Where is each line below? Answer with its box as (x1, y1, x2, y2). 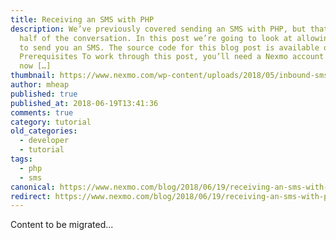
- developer (19, 136, 70, 146)
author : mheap (10, 80, 70, 90)
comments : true (10, 107, 74, 118)
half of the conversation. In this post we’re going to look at (19, 33, 293, 43)
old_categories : (10, 126, 78, 136)
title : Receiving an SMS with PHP (10, 14, 155, 25)
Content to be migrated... (10, 219, 114, 231)
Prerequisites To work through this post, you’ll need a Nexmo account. (19, 52, 329, 62)
